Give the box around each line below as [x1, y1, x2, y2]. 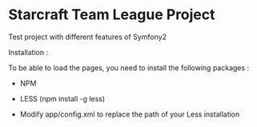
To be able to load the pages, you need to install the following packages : [8, 62, 250, 73]
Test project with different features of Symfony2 [8, 32, 167, 42]
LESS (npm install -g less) [19, 93, 106, 103]
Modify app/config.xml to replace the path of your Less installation [19, 109, 240, 119]
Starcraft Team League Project [8, 6, 215, 24]
